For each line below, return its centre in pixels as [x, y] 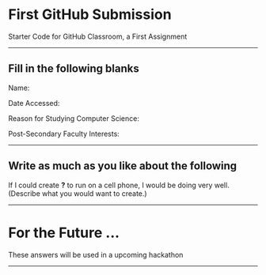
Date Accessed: [34, 103]
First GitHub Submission [90, 15]
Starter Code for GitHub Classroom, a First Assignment [98, 36]
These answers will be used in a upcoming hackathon [96, 254]
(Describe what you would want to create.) [78, 193]
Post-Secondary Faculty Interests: [64, 134]
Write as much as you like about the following [123, 166]
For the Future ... [64, 233]
